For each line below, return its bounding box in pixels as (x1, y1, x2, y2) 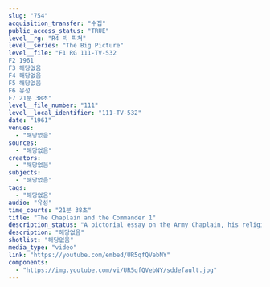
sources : (8, 138, 38, 147)
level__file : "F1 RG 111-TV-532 (8, 49, 117, 57)
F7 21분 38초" (8, 94, 52, 102)
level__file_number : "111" (8, 101, 99, 109)
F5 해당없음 (8, 79, 42, 87)
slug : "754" (8, 11, 48, 20)
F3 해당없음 (8, 64, 42, 72)
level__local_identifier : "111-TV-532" (8, 109, 142, 117)
